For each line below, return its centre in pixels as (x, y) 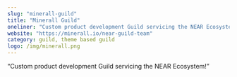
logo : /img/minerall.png (44, 46)
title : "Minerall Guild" (44, 20)
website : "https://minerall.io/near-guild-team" (80, 33)
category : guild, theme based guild (61, 40)
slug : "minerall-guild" (42, 14)
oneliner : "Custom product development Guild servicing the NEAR (105, 27)
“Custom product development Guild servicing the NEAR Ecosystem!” (108, 66)
